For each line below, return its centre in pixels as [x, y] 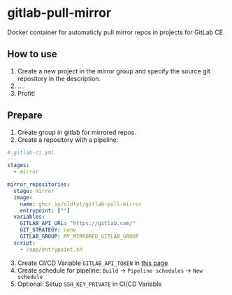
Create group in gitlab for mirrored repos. [77, 132]
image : [23, 197]
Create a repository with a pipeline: [68, 139]
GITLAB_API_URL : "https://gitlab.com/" [78, 224]
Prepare [25, 116]
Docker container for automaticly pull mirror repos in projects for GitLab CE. [116, 32]
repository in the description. [59, 78]
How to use [32, 54]
